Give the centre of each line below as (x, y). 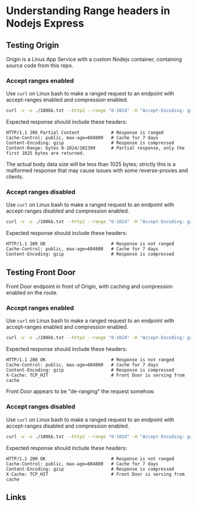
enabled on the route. (32, 293)
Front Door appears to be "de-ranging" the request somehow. (81, 391)
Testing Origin (33, 45)
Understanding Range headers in (88, 11)
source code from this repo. (40, 65)
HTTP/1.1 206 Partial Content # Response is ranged (85, 133)
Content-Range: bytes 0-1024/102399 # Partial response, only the (95, 148)
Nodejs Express (45, 23)
